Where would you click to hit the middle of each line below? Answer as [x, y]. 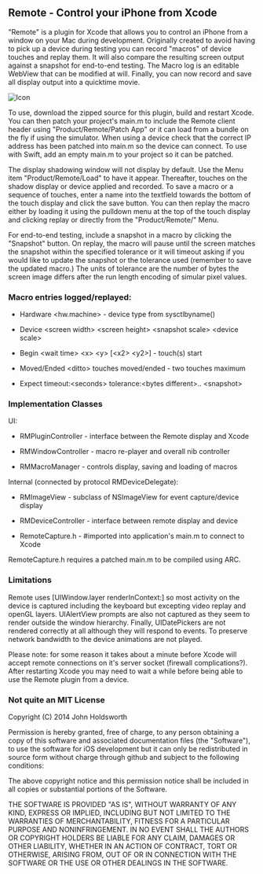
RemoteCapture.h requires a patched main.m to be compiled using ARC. [124, 560]
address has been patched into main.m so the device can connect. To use [128, 146]
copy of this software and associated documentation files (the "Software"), [130, 740]
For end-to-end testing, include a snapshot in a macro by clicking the [120, 234]
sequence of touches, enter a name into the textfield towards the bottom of [130, 194]
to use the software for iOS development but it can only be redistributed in [128, 749]
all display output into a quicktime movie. [74, 82]
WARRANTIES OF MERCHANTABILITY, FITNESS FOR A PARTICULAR [119, 821]
